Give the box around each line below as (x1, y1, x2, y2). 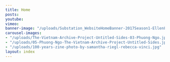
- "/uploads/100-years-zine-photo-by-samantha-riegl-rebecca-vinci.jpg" (5, 44, 162, 49)
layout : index (5, 49, 35, 54)
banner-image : (5, 26, 35, 31)
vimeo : (5, 21, 19, 26)
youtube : (5, 16, 24, 21)
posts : (5, 12, 19, 17)
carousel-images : (5, 30, 42, 35)
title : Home (5, 7, 30, 12)
